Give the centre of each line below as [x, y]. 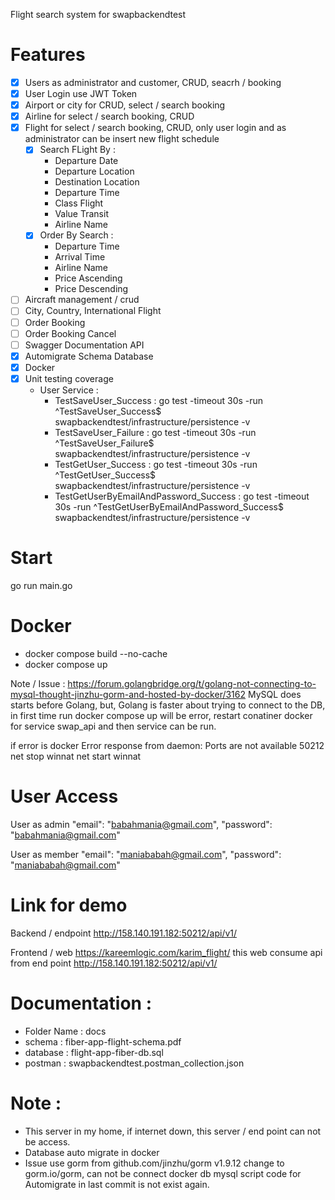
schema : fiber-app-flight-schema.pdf [103, 1041]
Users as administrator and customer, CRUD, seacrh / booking [153, 82]
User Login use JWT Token [81, 93]
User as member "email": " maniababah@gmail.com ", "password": [146, 854]
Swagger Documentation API [84, 345]
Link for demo [69, 905]
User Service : [69, 390]
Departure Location [94, 171]
